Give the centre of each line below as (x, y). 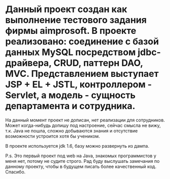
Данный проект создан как (66, 9)
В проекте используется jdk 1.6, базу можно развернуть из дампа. (77, 146)
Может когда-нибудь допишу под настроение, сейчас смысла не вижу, (83, 125)
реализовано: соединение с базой (82, 42)
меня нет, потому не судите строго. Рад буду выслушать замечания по (82, 161)
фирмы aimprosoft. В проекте (71, 31)
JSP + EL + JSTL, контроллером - (79, 85)
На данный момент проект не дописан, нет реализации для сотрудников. (85, 120)
